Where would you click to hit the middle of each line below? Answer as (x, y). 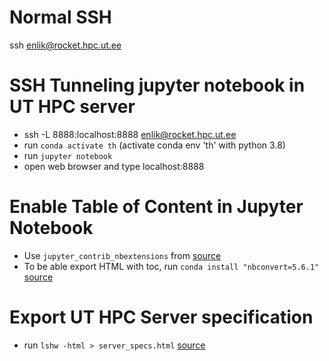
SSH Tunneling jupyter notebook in (157, 85)
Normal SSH (60, 17)
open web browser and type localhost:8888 (114, 166)
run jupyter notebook (68, 155)
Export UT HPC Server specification (161, 317)
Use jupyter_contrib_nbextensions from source (122, 255)
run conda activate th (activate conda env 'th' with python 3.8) (154, 145)
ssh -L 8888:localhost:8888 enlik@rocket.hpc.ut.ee (130, 134)
